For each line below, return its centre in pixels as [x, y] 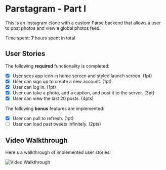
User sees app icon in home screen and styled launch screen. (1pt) [82, 76]
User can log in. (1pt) [34, 87]
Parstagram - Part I [46, 9]
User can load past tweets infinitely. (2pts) [57, 124]
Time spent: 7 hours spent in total [40, 38]
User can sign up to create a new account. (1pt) [62, 81]
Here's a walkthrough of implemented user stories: [58, 152]
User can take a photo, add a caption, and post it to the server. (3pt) [84, 93]
